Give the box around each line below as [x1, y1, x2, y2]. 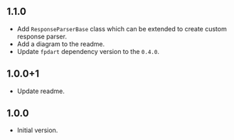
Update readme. [16, 87, 65, 95]
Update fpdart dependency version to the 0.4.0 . [16, 47, 159, 55]
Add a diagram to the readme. [16, 39, 105, 48]
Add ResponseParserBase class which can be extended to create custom [16, 24, 227, 33]
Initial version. [16, 126, 58, 134]
